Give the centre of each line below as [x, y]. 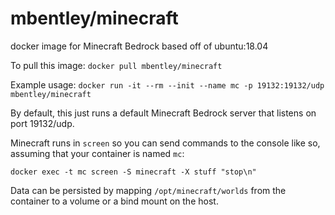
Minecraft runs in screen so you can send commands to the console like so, [165, 143]
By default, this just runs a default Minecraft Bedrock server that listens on [163, 113]
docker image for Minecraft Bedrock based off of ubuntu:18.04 [139, 46]
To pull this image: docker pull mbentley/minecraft [116, 65]
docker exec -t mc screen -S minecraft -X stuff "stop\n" [133, 172]
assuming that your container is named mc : [97, 153]
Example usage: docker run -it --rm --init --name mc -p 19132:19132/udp [167, 84]
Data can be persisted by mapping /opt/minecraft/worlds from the [148, 190]
